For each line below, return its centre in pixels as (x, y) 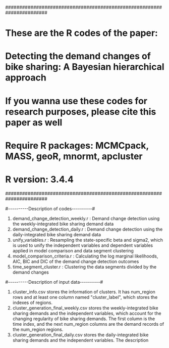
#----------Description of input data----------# (54, 282)
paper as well (34, 122)
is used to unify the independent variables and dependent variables (82, 245)
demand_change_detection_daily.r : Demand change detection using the (88, 229)
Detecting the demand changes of (78, 56)
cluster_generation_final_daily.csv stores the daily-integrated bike (80, 335)
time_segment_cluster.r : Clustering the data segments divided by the (84, 267)
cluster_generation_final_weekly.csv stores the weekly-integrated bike (85, 308)
